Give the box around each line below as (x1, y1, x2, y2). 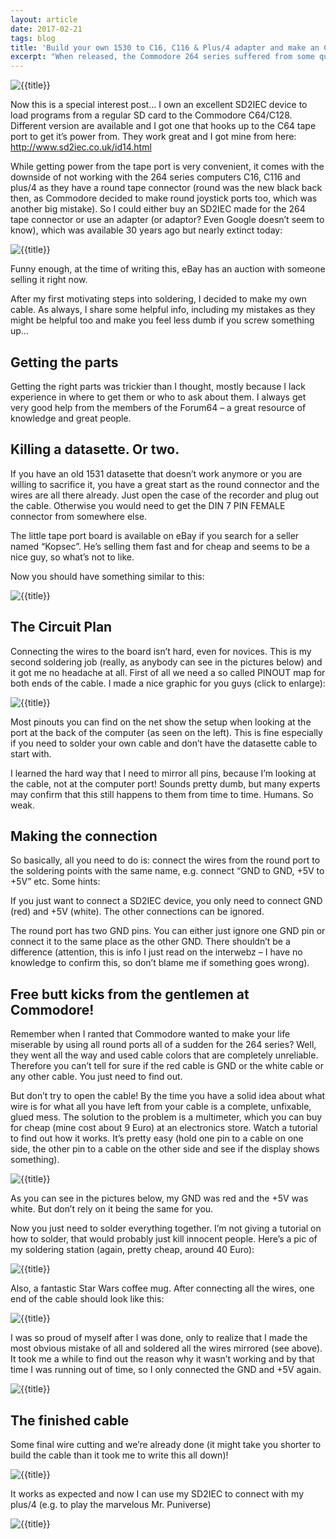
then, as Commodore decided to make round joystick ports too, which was (10, 192, 318, 205)
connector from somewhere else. (10, 510, 148, 522)
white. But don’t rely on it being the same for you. (10, 1203, 214, 1215)
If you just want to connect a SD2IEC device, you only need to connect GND (10, 895, 323, 907)
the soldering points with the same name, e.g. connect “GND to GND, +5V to (10, 865, 325, 877)
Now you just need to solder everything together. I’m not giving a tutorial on (10, 1222, 322, 1235)
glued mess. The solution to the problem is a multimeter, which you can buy (10, 1111, 323, 1123)
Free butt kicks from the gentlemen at (10, 986, 250, 1003)
